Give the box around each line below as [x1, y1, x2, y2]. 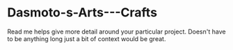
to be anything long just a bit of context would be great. [7, 34, 166, 42]
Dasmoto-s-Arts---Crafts [7, 5, 158, 21]
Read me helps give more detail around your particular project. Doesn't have [7, 27, 226, 36]
